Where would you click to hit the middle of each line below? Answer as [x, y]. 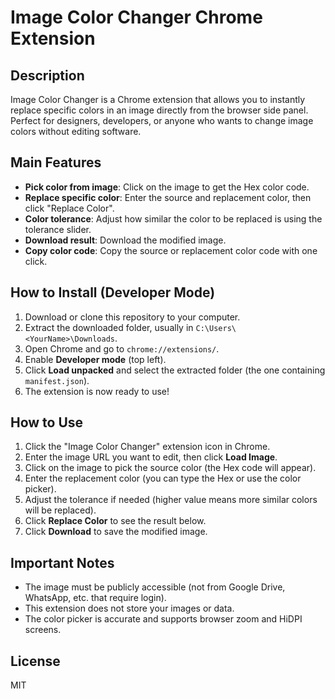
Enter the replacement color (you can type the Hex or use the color [163, 478]
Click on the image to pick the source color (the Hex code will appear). [170, 468]
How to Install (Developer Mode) [113, 292]
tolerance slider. [58, 229]
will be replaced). [60, 510]
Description [47, 75]
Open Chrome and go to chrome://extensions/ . [122, 348]
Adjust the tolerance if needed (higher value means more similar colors [171, 500]
